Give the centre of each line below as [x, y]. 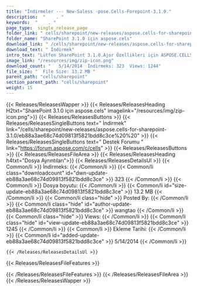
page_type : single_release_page [47, 28]
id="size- [175, 185]
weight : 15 [19, 88]
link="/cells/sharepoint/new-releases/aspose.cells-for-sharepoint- [86, 129]
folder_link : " [25, 33]
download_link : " [27, 45]
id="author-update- [108, 204]
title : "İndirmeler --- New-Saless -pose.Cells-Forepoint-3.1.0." [89, 11]
